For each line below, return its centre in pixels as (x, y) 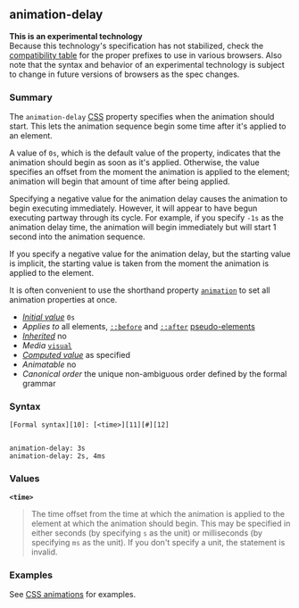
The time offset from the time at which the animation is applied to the (158, 513)
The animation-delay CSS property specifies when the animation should (142, 117)
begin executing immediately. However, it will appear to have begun (133, 208)
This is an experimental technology (76, 36)
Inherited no (44, 336)
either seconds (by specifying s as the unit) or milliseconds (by (147, 533)
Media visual (47, 346)
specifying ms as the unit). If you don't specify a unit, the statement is (158, 542)
